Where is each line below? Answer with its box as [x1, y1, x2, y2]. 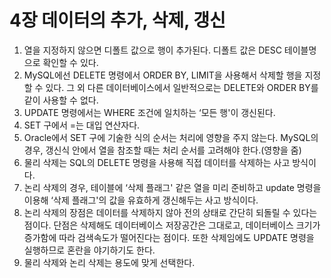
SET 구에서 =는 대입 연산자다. [23, 119, 141, 131]
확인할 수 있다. [42, 56, 99, 68]
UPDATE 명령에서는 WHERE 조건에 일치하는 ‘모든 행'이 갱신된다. [23, 106, 276, 118]
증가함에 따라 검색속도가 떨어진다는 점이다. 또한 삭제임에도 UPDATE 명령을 [23, 231, 315, 243]
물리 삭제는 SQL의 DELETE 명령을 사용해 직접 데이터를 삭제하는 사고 [23, 156, 291, 168]
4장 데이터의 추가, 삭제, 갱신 [9, 9, 226, 32]
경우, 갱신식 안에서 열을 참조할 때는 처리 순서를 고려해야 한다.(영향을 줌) [23, 144, 302, 156]
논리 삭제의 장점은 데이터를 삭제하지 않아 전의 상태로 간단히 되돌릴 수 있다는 [23, 206, 318, 218]
